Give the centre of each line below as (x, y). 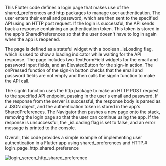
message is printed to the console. (41, 128)
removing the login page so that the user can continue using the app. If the (82, 117)
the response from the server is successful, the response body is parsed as (83, 101)
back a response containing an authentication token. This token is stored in (82, 29)
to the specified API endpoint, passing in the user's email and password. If (82, 96)
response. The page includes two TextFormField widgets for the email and (82, 59)
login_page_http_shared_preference (42, 148)
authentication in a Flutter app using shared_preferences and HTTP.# (76, 143)
